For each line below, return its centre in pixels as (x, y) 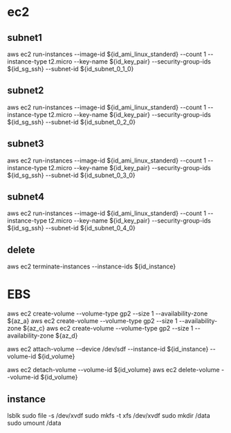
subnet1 (25, 38)
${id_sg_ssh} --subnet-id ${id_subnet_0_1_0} (71, 69)
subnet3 (26, 144)
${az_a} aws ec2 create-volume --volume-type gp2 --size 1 (92, 321)
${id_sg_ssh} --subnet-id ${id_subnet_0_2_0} (72, 122)
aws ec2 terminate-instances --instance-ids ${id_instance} (92, 266)
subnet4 (26, 197)
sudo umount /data (34, 423)
